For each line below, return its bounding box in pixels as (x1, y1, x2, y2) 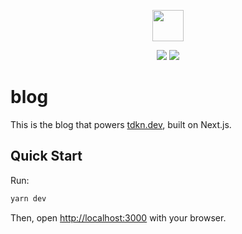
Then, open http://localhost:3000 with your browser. (10, 211, 227, 224)
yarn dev (10, 193, 47, 204)
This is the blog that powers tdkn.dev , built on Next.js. (10, 118, 232, 130)
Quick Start (10, 148, 83, 165)
